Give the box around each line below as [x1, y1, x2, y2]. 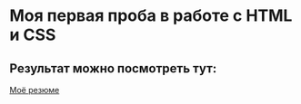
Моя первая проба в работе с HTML [9, 5, 293, 26]
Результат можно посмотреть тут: [9, 61, 217, 76]
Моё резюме [9, 85, 60, 95]
